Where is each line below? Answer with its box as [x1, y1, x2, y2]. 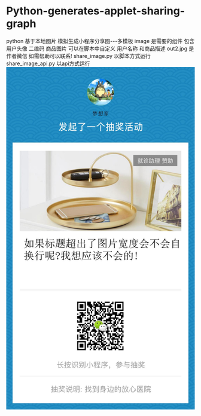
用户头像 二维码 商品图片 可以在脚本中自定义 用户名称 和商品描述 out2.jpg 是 [6, 45, 194, 52]
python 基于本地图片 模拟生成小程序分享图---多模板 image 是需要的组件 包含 [6, 37, 195, 44]
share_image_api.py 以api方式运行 [6, 60, 91, 67]
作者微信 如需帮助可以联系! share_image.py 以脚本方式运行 [6, 52, 151, 59]
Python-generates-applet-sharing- [6, 4, 185, 18]
